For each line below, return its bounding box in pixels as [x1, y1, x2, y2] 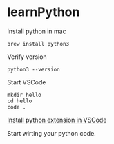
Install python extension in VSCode [7, 116, 107, 124]
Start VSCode [7, 78, 46, 87]
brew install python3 [7, 40, 70, 47]
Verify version [7, 53, 47, 61]
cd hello [7, 98, 32, 105]
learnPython [7, 4, 80, 20]
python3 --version [7, 66, 60, 73]
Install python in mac [7, 27, 67, 35]
